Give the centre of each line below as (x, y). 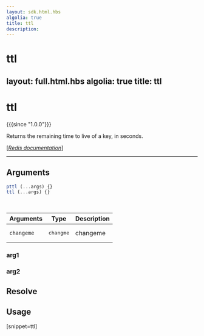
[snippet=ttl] (22, 326)
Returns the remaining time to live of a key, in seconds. (75, 136)
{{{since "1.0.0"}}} (29, 124)
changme (59, 233)
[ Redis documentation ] (35, 148)
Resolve (22, 291)
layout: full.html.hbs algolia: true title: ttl (84, 81)
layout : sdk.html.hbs (34, 12)
